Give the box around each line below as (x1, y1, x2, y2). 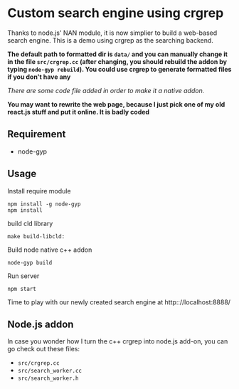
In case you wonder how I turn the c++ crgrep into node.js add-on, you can (7, 337, 228, 346)
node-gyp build (7, 259, 53, 266)
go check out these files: (7, 345, 80, 353)
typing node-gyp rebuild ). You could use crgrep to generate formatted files (7, 65, 232, 73)
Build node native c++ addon (7, 245, 92, 254)
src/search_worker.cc (17, 368, 82, 375)
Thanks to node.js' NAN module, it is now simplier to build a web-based (7, 28, 218, 37)
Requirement (7, 128, 66, 140)
